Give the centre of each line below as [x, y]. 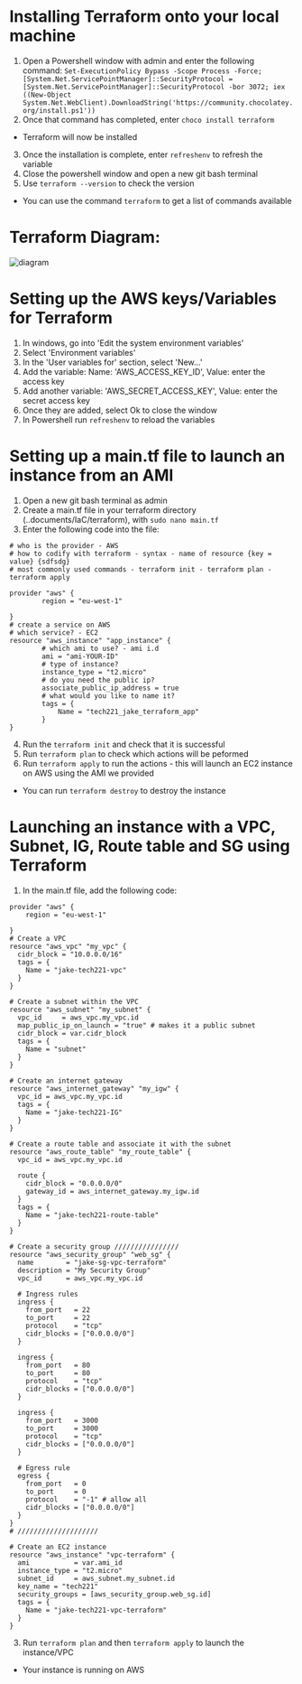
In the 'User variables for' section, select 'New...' [112, 362]
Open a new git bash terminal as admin [95, 500]
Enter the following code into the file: [91, 529]
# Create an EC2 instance [58, 1547]
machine [43, 36]
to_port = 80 [58, 1373]
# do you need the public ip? [98, 680]
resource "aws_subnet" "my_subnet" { [80, 1009]
